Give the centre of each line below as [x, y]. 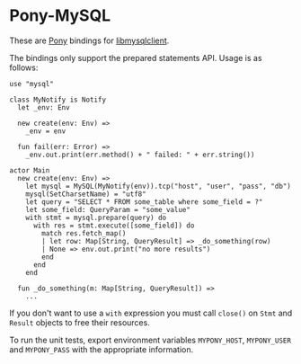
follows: [24, 67]
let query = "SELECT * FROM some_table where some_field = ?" [144, 202]
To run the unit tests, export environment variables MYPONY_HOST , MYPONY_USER [150, 340]
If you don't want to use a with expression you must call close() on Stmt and [151, 313]
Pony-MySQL [60, 16]
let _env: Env [44, 107]
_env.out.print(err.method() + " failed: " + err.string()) [140, 155]
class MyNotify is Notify [58, 100]
